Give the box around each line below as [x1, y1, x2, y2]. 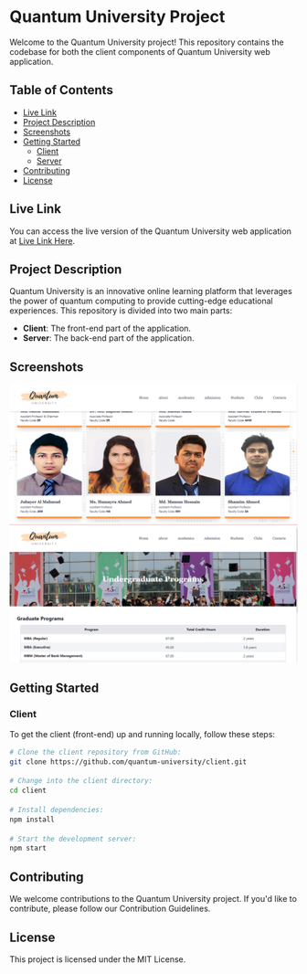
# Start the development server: [9, 834, 137, 843]
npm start [9, 843, 48, 853]
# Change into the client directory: [9, 777, 153, 786]
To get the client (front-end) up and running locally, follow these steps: [9, 728, 276, 739]
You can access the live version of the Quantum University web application [9, 226, 292, 237]
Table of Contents [9, 82, 114, 98]
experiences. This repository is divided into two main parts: [9, 305, 233, 316]
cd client [9, 786, 48, 796]
